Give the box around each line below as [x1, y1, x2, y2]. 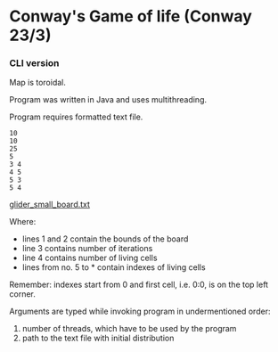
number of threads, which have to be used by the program [21, 323, 237, 334]
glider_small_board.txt [9, 199, 91, 210]
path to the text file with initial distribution [21, 332, 175, 344]
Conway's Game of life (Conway [9, 6, 252, 27]
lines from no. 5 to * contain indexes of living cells [21, 262, 207, 273]
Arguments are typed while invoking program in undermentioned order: [9, 306, 271, 317]
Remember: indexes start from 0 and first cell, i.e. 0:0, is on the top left [9, 279, 269, 291]
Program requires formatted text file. [9, 111, 143, 122]
